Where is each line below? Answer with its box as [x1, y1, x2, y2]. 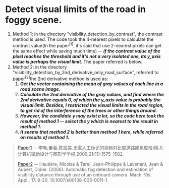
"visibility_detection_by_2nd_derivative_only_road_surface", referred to [12, 69, 159, 75]
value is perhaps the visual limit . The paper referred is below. [12, 58, 143, 65]
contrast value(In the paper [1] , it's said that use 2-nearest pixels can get [12, 41, 162, 48]
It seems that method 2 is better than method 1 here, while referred [20, 129, 163, 135]
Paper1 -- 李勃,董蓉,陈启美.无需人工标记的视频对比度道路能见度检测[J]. [17, 145, 164, 151]
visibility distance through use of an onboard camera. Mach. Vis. [17, 172, 152, 178]
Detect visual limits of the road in [5, 4, 146, 15]
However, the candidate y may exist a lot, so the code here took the [20, 113, 164, 119]
